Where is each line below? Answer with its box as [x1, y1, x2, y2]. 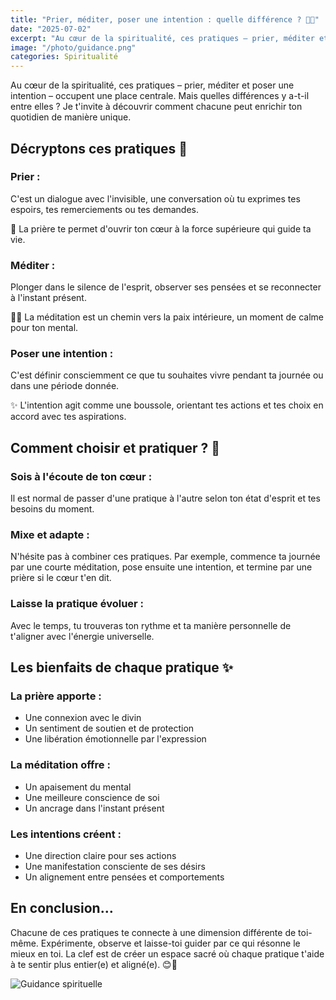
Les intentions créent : [10, 827, 122, 841]
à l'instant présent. [10, 292, 87, 304]
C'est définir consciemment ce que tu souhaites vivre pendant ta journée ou [10, 369, 324, 381]
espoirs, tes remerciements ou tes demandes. [10, 203, 199, 215]
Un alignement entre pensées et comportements [24, 871, 225, 883]
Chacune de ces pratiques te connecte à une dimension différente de [10, 926, 297, 938]
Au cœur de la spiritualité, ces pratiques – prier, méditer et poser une [10, 79, 295, 91]
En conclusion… [10, 900, 114, 917]
